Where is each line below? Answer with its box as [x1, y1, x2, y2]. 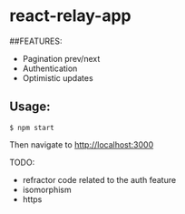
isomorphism [22, 184, 73, 195]
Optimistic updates [22, 72, 93, 83]
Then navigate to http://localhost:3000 [9, 138, 154, 150]
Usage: [9, 99, 52, 115]
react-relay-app [9, 5, 131, 26]
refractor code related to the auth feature [22, 174, 177, 185]
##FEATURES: [9, 36, 63, 46]
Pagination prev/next [22, 53, 101, 64]
